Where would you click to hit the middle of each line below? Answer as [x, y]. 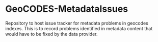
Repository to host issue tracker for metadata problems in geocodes [77, 23]
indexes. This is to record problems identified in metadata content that [79, 28]
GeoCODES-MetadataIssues [67, 9]
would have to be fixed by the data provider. [51, 34]
